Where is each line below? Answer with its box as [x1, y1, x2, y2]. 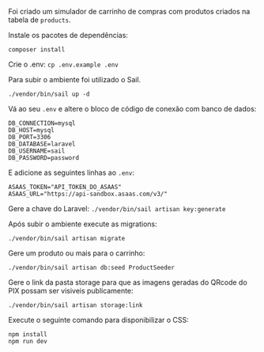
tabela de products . [8, 15, 71, 25]
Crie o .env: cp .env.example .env [8, 59, 119, 69]
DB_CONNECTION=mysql [8, 119, 77, 127]
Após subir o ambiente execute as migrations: [8, 219, 157, 229]
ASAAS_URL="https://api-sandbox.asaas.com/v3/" [8, 190, 168, 198]
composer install [8, 46, 66, 54]
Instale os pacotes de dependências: [8, 31, 129, 40]
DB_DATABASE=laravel [8, 140, 77, 148]
